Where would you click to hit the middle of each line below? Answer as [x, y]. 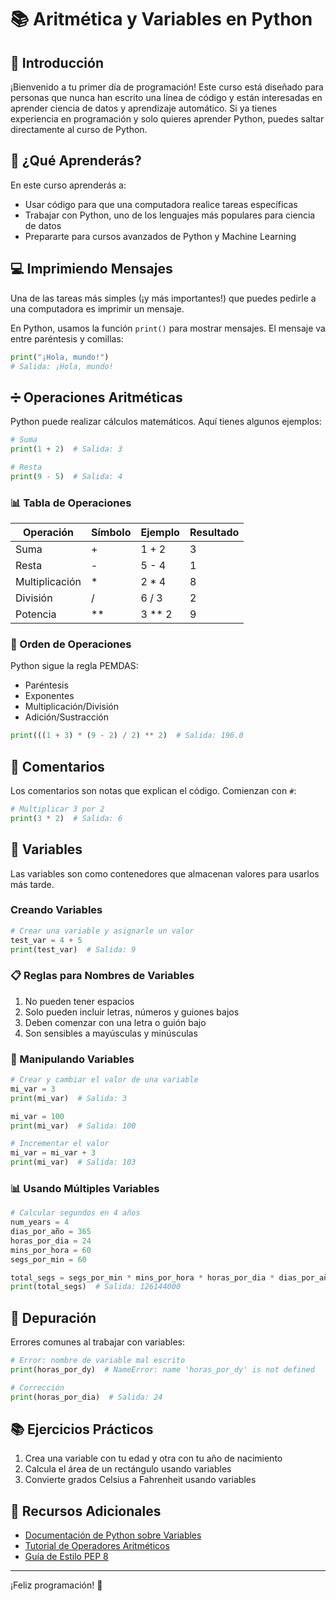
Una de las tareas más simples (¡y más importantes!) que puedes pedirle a [163, 298]
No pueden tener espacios [79, 1001]
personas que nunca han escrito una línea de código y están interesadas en [166, 97]
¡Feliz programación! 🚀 [56, 1585]
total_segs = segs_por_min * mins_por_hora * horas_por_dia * [142, 1277]
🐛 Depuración [53, 1317]
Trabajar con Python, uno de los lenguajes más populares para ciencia [170, 215]
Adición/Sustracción [66, 717]
